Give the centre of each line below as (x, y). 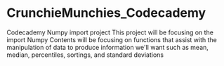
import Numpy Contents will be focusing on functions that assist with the (112, 39)
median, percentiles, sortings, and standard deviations (85, 55)
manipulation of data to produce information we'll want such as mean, (107, 47)
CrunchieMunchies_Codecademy (106, 13)
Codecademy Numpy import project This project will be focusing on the (110, 32)
